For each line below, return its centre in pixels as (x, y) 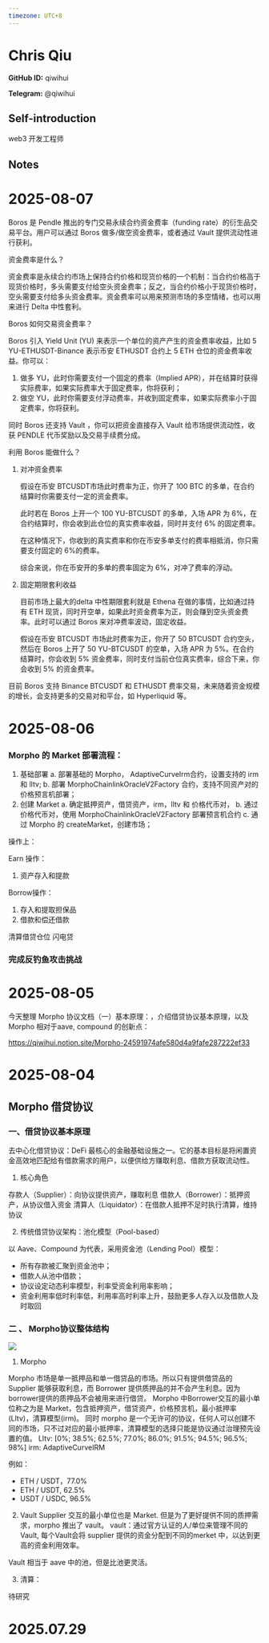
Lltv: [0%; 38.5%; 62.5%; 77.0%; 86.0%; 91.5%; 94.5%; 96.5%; (143, 1438)
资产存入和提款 (44, 876)
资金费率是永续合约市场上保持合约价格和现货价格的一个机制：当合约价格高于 (134, 276)
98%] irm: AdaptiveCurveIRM (57, 1448)
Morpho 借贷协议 (51, 1106)
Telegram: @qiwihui (42, 93)
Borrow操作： (31, 893)
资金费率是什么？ (36, 259)
